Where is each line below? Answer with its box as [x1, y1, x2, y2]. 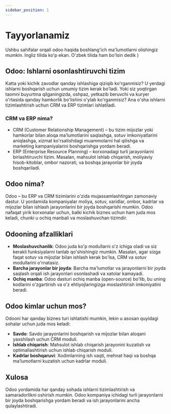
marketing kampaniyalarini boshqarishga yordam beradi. [12, 143, 132, 149]
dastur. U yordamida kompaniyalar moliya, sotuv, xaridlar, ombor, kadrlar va [5, 198, 164, 205]
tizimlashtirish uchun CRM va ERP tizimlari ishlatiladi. [5, 102, 116, 108]
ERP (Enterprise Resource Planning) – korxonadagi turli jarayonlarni [12, 148, 154, 154]
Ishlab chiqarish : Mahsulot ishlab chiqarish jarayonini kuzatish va [12, 342, 151, 348]
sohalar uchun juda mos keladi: [5, 321, 71, 327]
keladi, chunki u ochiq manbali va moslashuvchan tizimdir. [5, 215, 128, 221]
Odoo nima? [5, 180, 45, 189]
